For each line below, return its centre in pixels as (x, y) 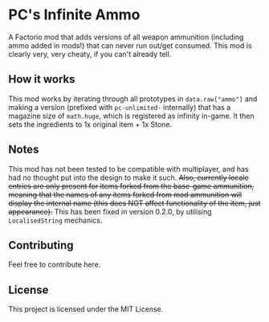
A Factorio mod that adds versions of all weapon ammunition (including (126, 37)
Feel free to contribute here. (55, 265)
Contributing (41, 245)
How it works (42, 79)
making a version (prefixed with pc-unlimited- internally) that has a (120, 107)
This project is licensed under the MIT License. (86, 309)
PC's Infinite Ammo (74, 15)
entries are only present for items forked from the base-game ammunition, (131, 185)
